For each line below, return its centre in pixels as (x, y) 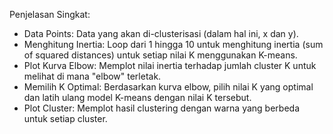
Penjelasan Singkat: (50, 14)
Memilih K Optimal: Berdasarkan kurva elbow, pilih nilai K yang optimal (168, 87)
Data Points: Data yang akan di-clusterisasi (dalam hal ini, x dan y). (161, 33)
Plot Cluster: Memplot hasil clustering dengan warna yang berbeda (162, 108)
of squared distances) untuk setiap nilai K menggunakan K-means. (160, 55)
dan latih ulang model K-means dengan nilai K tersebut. (137, 97)
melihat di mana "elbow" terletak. (92, 76)
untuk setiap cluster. (65, 118)
